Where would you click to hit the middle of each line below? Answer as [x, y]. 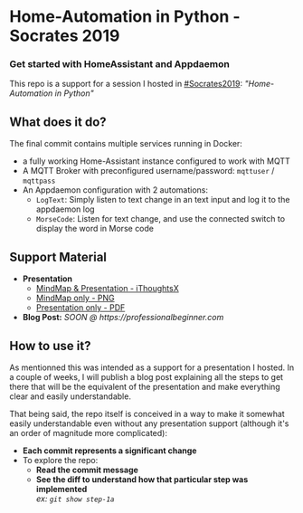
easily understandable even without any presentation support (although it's [149, 423]
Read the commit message [87, 470]
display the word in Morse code [95, 229]
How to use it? [50, 346]
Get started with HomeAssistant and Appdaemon [120, 64]
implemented [62, 489]
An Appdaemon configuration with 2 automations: [115, 190]
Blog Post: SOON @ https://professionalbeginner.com [123, 318]
